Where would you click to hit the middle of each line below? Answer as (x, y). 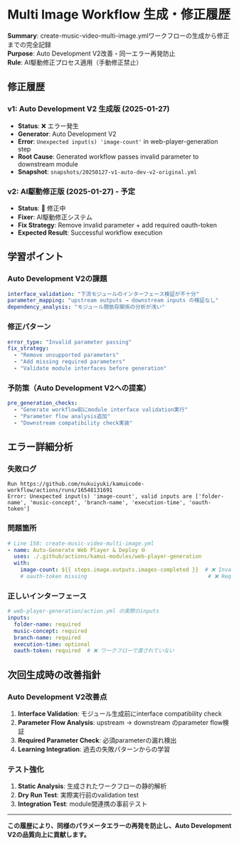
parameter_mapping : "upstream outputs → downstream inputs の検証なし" (113, 301)
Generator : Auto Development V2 (67, 134)
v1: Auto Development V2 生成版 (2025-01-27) (89, 109)
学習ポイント (36, 257)
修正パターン (29, 326)
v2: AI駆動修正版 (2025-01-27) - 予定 (71, 191)
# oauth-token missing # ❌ (119, 577)
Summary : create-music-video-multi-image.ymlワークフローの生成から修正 (118, 36)
